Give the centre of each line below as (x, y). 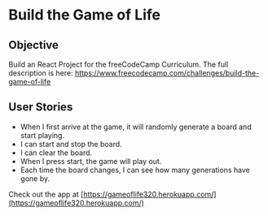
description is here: (41, 73)
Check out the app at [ (46, 194)
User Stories (41, 107)
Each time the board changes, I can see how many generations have (135, 170)
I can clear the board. (56, 153)
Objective (34, 45)
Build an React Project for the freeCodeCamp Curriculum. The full (119, 64)
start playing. (42, 135)
